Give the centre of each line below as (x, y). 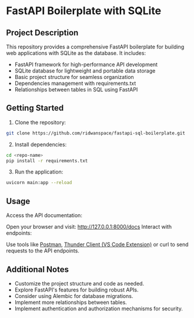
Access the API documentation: (44, 215)
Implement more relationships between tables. (71, 302)
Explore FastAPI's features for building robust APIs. (77, 290)
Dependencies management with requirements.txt (75, 83)
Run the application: (39, 172)
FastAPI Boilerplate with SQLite (84, 11)
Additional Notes (38, 269)
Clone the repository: (40, 122)
